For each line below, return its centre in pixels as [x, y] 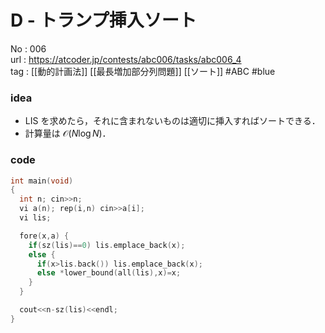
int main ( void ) [42, 181]
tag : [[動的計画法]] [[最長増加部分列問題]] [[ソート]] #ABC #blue [143, 71]
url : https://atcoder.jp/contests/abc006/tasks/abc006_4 [126, 59]
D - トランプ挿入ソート [103, 20]
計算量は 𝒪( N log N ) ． [68, 133]
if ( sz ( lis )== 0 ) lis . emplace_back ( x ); [107, 245]
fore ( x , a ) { [44, 236]
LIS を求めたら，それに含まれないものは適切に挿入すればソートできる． [172, 121]
